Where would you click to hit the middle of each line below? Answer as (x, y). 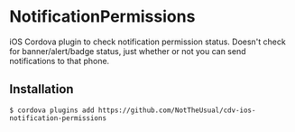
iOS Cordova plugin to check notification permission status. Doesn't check (147, 42)
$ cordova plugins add (52, 110)
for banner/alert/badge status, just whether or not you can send (128, 51)
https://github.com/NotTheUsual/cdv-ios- (177, 110)
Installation (41, 89)
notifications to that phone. (60, 61)
